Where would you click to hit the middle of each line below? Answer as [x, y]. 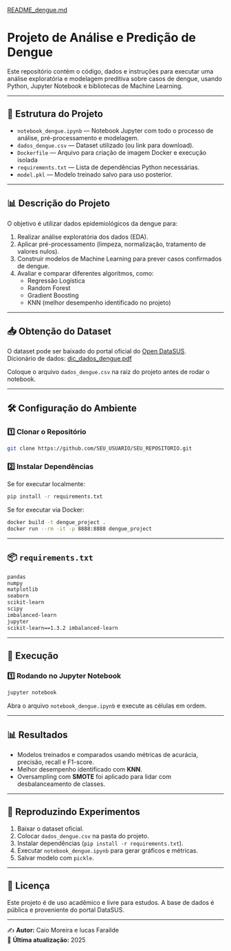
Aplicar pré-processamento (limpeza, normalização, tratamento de [111, 244]
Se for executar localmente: [46, 484]
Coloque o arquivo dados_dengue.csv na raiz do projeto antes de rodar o [108, 372]
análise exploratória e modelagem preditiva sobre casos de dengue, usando [114, 78]
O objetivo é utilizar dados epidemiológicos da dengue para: [92, 223]
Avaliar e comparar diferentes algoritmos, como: [85, 273]
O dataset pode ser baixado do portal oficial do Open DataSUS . [97, 351]
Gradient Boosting [53, 295]
